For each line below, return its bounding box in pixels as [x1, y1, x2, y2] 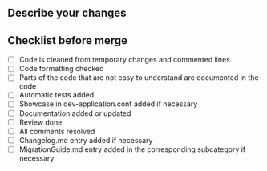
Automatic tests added [18, 90, 95, 100]
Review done [18, 117, 63, 127]
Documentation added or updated [18, 108, 131, 118]
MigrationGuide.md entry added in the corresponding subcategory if [18, 144, 246, 154]
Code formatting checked [18, 64, 104, 74]
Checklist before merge [7, 34, 128, 47]
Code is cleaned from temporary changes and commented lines [18, 55, 230, 65]
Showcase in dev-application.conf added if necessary [18, 99, 198, 109]
